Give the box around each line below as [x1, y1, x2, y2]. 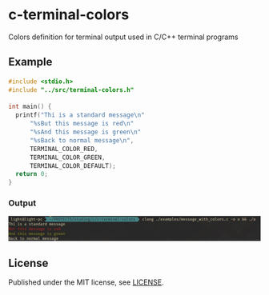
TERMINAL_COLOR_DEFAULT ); [29, 161, 116, 169]
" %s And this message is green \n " [29, 128, 142, 136]
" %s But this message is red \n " [29, 120, 134, 128]
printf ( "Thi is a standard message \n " [15, 111, 146, 119]
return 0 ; [15, 170, 48, 178]
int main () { [8, 102, 52, 111]
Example [8, 55, 53, 69]
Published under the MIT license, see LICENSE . [8, 277, 164, 287]
